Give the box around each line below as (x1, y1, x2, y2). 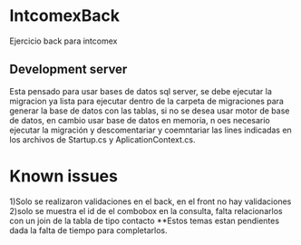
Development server (9, 62, 128, 77)
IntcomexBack (9, 5, 121, 26)
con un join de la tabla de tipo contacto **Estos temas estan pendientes (9, 215, 279, 226)
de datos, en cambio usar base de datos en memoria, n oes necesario (9, 114, 270, 125)
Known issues (9, 165, 118, 186)
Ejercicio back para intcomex (9, 35, 118, 46)
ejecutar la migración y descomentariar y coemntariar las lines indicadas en (9, 124, 292, 135)
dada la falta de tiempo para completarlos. (9, 224, 168, 236)
